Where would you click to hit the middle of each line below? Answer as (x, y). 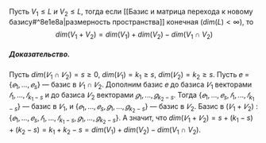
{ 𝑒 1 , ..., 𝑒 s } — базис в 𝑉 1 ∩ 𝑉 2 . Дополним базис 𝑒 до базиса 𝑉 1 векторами (131, 85)
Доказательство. (40, 54)
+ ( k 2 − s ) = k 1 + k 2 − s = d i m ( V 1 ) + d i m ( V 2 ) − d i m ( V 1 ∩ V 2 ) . (105, 130)
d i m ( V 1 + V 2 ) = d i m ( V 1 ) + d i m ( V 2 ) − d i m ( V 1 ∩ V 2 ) (134, 35)
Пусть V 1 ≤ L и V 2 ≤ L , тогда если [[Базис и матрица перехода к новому (131, 13)
